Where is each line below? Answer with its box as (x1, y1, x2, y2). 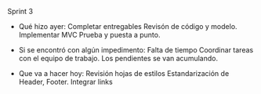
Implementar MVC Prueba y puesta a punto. (18, 31, 161, 39)
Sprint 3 (7, 7, 33, 16)
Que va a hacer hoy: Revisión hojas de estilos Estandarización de (18, 69, 230, 78)
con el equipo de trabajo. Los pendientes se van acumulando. (18, 54, 219, 63)
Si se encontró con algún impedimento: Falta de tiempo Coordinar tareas (18, 45, 254, 54)
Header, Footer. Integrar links (18, 78, 113, 86)
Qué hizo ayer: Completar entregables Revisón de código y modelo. (18, 22, 237, 31)
